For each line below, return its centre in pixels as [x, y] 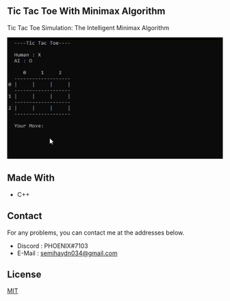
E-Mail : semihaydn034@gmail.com [67, 253]
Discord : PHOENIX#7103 [52, 246]
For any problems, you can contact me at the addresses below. [96, 233]
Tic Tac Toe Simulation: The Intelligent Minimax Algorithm [88, 27]
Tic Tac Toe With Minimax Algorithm [86, 11]
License [24, 274]
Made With [31, 178]
